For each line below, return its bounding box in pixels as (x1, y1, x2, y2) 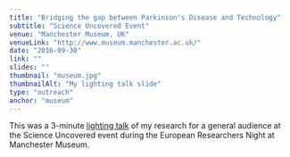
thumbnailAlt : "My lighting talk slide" (9, 79, 162, 88)
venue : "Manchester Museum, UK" (9, 29, 129, 38)
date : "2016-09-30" (9, 46, 82, 55)
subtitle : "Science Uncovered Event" (9, 21, 150, 30)
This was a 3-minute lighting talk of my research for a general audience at (9, 120, 281, 131)
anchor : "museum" (9, 95, 74, 105)
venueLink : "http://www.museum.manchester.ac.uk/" (9, 37, 202, 47)
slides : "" (9, 63, 50, 72)
